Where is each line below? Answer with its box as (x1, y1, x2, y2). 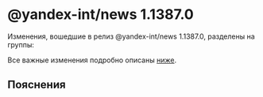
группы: (7, 39, 35, 49)
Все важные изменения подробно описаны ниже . (7, 55, 176, 65)
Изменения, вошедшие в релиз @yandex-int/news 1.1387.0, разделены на (7, 32, 255, 41)
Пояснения (7, 78, 66, 91)
